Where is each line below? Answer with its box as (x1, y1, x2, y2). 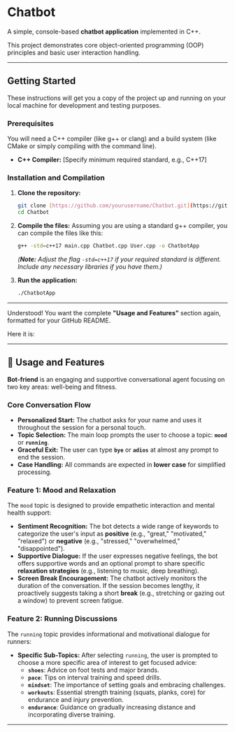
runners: (7, 637, 31, 645)
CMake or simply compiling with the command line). (7, 142, 157, 150)
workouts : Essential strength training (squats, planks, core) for (27, 688, 206, 696)
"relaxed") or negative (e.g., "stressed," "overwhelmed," (17, 537, 180, 545)
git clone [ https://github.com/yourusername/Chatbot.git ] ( (17, 202, 194, 210)
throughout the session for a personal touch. (17, 423, 146, 431)
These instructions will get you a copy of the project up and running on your (7, 94, 226, 102)
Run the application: (17, 275, 78, 284)
